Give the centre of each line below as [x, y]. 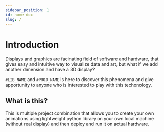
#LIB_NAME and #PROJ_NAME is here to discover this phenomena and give [80, 80]
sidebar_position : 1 [27, 10]
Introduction [32, 45]
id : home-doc [19, 15]
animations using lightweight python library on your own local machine [80, 119]
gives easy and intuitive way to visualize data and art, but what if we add [82, 64]
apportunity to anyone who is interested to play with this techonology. [79, 85]
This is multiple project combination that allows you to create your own [80, 113]
